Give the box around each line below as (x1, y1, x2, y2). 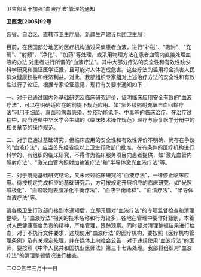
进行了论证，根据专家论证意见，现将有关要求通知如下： (11, 81, 148, 88)
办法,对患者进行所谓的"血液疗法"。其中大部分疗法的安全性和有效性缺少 (16, 59, 191, 65)
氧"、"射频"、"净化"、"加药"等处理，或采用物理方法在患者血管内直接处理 (6, 51, 186, 58)
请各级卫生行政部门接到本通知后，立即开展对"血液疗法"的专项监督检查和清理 (6, 207, 195, 214)
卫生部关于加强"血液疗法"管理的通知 (6, 5, 96, 12)
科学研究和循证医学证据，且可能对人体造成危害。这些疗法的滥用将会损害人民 (6, 66, 195, 73)
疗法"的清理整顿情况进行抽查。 (6, 252, 83, 259)
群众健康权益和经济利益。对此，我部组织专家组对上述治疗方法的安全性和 (6, 74, 184, 80)
